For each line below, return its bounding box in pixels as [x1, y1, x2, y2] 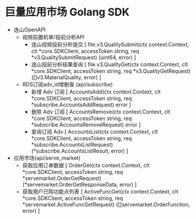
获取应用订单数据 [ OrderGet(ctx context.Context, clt [22, 161, 150, 169]
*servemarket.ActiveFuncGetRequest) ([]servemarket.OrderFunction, [22, 200, 191, 208]
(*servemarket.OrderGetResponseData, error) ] [22, 181, 137, 188]
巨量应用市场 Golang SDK [5, 5, 130, 19]
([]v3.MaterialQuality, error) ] [31, 73, 102, 80]
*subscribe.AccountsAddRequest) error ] [31, 101, 132, 108]
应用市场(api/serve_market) [13, 154, 81, 161]
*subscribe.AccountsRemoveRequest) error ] [31, 121, 141, 128]
